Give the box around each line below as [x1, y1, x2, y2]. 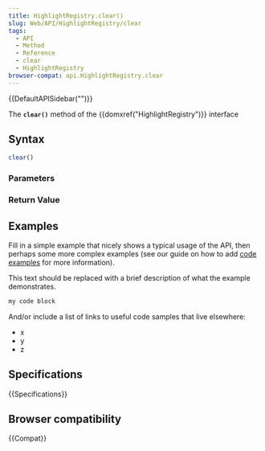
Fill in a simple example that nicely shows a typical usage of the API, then [8, 240, 251, 250]
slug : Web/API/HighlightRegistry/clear [8, 19, 142, 27]
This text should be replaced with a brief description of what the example [8, 273, 251, 282]
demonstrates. [8, 281, 56, 291]
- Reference [15, 49, 56, 57]
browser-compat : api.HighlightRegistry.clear [8, 72, 163, 80]
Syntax [8, 133, 45, 146]
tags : [8, 27, 26, 35]
